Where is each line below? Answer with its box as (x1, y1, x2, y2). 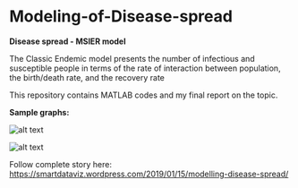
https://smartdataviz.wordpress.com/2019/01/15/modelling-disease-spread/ (9, 168, 289, 179)
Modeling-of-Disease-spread (9, 6, 233, 27)
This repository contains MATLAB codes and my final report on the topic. (9, 90, 278, 100)
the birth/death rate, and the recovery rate (9, 72, 166, 82)
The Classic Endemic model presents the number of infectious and (9, 53, 255, 64)
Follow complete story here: (9, 158, 112, 169)
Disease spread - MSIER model (9, 36, 126, 47)
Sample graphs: (9, 107, 70, 117)
